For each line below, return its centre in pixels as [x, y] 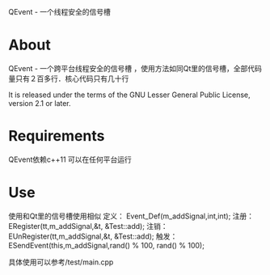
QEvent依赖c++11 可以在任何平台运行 [70, 159]
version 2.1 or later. [40, 103]
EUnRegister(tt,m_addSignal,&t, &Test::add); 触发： [93, 236]
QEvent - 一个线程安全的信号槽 [60, 12]
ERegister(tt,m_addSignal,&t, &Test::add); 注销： [88, 226]
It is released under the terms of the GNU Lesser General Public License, [129, 95]
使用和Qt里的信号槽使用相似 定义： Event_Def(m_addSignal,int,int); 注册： [131, 216]
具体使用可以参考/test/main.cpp [61, 262]
